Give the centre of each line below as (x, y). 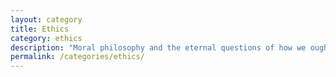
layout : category (46, 19)
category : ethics (46, 38)
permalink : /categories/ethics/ (77, 57)
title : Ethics (40, 29)
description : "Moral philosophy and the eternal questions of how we (158, 47)
